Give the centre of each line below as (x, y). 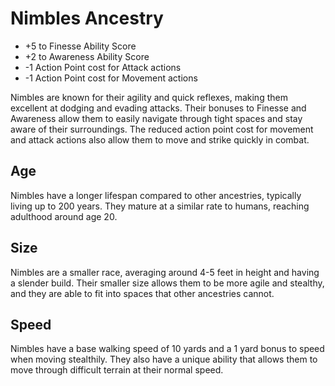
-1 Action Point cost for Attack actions (103, 67)
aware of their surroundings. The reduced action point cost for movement (162, 129)
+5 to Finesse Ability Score (80, 46)
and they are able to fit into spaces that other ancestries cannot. (142, 293)
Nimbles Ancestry (87, 18)
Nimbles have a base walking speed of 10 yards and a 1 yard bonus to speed (167, 349)
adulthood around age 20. (64, 216)
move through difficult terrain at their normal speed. (117, 370)
